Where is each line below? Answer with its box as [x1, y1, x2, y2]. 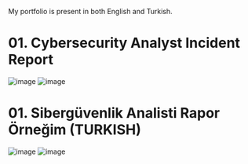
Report [8, 51, 53, 69]
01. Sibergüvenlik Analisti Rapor [8, 104, 221, 122]
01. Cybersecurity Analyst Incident [8, 35, 241, 52]
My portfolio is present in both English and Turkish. [8, 7, 173, 16]
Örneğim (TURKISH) [8, 121, 141, 139]
